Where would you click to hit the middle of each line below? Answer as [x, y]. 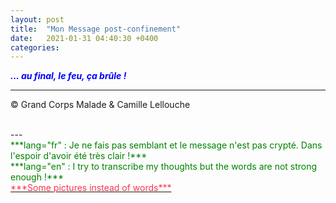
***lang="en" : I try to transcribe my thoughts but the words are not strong [164, 167]
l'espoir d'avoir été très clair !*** [79, 156]
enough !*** [37, 177]
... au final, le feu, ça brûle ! [68, 76]
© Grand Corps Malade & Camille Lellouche [100, 105]
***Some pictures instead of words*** [91, 188]
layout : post [37, 19]
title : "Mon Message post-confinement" [96, 29]
